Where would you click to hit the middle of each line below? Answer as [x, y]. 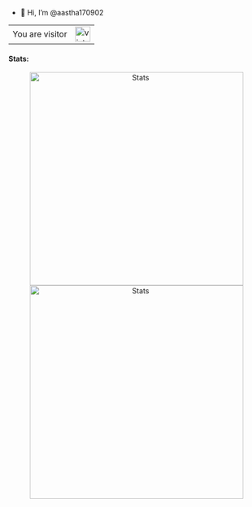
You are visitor [40, 34]
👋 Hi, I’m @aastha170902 [62, 13]
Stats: [19, 58]
